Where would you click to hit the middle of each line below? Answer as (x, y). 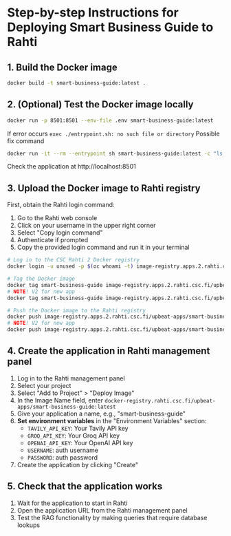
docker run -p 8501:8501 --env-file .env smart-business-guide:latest (110, 120)
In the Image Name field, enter (60, 400)
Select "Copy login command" (60, 233)
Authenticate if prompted (53, 240)
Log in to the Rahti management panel (71, 378)
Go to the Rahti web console (57, 218)
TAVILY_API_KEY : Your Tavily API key (78, 428)
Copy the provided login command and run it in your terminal (103, 247)
